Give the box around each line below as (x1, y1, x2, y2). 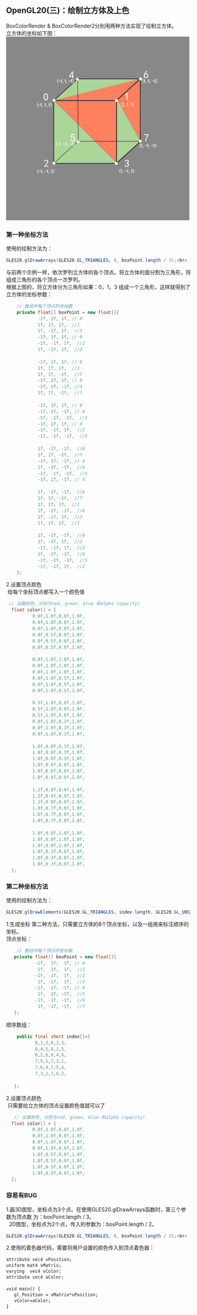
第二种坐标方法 (6, 882, 49, 890)
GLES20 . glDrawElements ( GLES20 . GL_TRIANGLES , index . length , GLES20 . (6, 910, 175, 915)
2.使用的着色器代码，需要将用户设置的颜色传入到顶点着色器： (6, 1244, 155, 1252)
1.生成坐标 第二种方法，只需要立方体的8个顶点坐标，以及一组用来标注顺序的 (6, 921, 189, 928)
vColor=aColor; (13, 1298, 51, 1304)
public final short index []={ (16, 1034, 91, 1039)
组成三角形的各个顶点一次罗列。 (6, 276, 83, 283)
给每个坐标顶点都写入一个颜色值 (7, 588, 85, 595)
